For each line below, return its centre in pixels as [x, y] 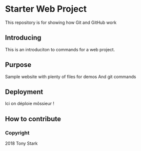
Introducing [23, 38]
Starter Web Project [46, 9]
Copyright [17, 132]
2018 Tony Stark [21, 143]
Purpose [18, 65]
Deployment [24, 92]
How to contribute [33, 119]
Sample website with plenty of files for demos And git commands [71, 76]
